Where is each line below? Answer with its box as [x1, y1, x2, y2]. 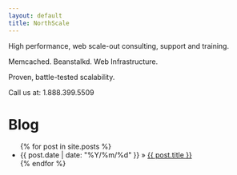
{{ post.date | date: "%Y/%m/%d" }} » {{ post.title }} [19, 150, 192, 160]
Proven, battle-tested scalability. [8, 72, 115, 82]
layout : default [8, 11, 62, 20]
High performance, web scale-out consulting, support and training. [8, 41, 230, 50]
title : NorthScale [8, 19, 70, 27]
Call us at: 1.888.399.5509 [8, 87, 94, 97]
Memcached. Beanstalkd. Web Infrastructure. [8, 57, 159, 66]
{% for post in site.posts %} [19, 141, 112, 152]
